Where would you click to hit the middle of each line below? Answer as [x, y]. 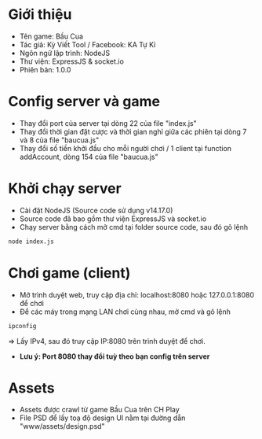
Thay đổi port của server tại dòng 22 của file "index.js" [108, 123]
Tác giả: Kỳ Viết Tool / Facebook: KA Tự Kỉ [87, 44]
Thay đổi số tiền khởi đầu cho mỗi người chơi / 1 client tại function [126, 148]
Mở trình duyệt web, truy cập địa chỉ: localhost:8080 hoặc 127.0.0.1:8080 [137, 295]
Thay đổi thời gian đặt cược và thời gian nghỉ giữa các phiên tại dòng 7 [133, 131]
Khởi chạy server [65, 188]
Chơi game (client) [69, 273]
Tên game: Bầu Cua [51, 36]
